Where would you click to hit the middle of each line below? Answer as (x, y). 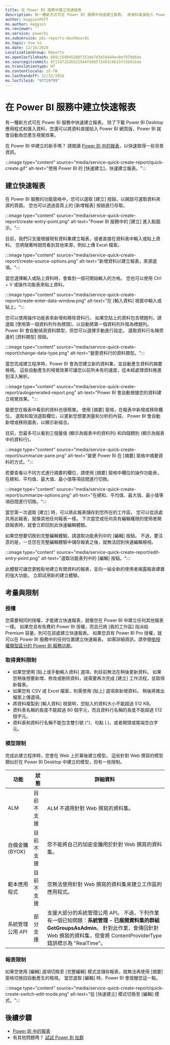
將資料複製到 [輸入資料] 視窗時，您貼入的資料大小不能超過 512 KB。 (83, 704)
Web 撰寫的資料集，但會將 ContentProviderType (104, 936)
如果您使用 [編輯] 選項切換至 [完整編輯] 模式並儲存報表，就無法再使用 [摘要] (84, 972)
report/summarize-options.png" (38, 495)
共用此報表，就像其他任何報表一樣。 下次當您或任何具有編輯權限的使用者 (81, 518)
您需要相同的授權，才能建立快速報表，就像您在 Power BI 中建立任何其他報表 (84, 620)
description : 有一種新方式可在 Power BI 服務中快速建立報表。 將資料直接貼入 (80, 15)
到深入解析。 (18, 376)
